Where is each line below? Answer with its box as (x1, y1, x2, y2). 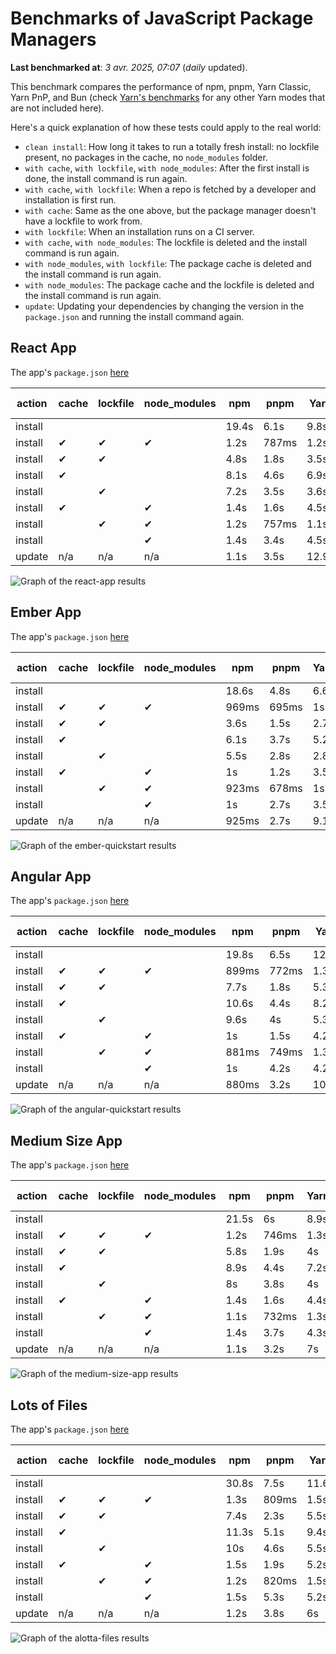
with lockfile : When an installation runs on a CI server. (24, 225, 255, 237)
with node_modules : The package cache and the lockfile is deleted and (24, 278, 315, 291)
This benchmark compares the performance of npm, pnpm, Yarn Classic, (10, 80, 312, 92)
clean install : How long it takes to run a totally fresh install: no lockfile (24, 140, 320, 152)
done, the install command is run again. (24, 172, 188, 184)
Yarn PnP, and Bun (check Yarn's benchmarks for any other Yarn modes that (10, 91, 326, 103)
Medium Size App (10, 1132, 123, 1149)
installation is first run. (24, 193, 117, 206)
